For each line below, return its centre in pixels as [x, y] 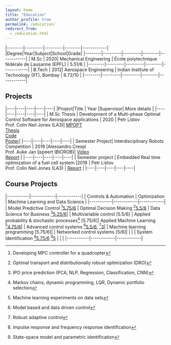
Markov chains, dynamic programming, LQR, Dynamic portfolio [78, 282]
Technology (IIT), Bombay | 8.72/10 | [44, 75]
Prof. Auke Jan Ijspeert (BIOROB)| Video [47, 152]
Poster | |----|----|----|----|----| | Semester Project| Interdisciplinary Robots [84, 141]
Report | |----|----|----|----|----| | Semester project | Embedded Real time [83, 157]
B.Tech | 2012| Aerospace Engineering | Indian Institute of [94, 70]
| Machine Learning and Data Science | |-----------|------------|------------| [85, 202]
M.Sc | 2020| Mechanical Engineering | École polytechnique [94, 59]
